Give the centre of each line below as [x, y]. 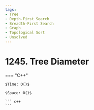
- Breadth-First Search [30, 23]
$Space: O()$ [18, 93]
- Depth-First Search [27, 19]
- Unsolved [16, 37]
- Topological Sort [25, 33]
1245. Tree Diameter [47, 62]
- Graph [13, 28]
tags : [11, 10]
